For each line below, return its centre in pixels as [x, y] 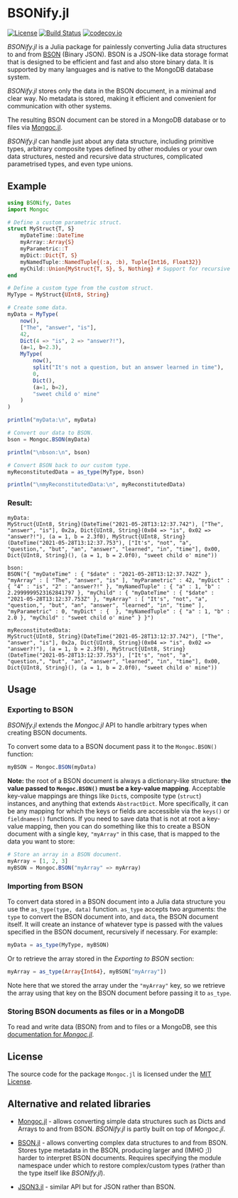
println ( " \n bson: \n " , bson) [49, 452]
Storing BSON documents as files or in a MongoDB [96, 1011]
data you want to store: [41, 841]
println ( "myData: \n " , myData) [52, 420]
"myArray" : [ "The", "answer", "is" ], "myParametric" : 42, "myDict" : [119, 580]
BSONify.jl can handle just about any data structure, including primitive [111, 141]
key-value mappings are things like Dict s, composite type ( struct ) [104, 796]
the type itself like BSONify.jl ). [61, 1173]
